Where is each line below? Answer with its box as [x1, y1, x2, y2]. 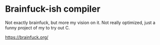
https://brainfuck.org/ [5, 34, 49, 40]
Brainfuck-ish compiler [5, 3, 101, 15]
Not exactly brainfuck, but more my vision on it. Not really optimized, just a [5, 20, 156, 25]
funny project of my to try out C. [5, 24, 70, 30]
